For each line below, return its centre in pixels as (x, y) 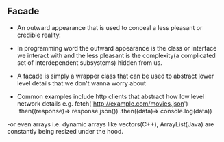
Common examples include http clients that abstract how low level (111, 96)
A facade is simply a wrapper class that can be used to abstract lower (115, 76)
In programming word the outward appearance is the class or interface (117, 48)
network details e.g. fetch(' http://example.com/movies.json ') (102, 103)
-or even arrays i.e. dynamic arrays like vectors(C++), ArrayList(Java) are (111, 124)
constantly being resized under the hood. (65, 131)
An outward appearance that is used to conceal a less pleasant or (110, 27)
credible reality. (39, 35)
